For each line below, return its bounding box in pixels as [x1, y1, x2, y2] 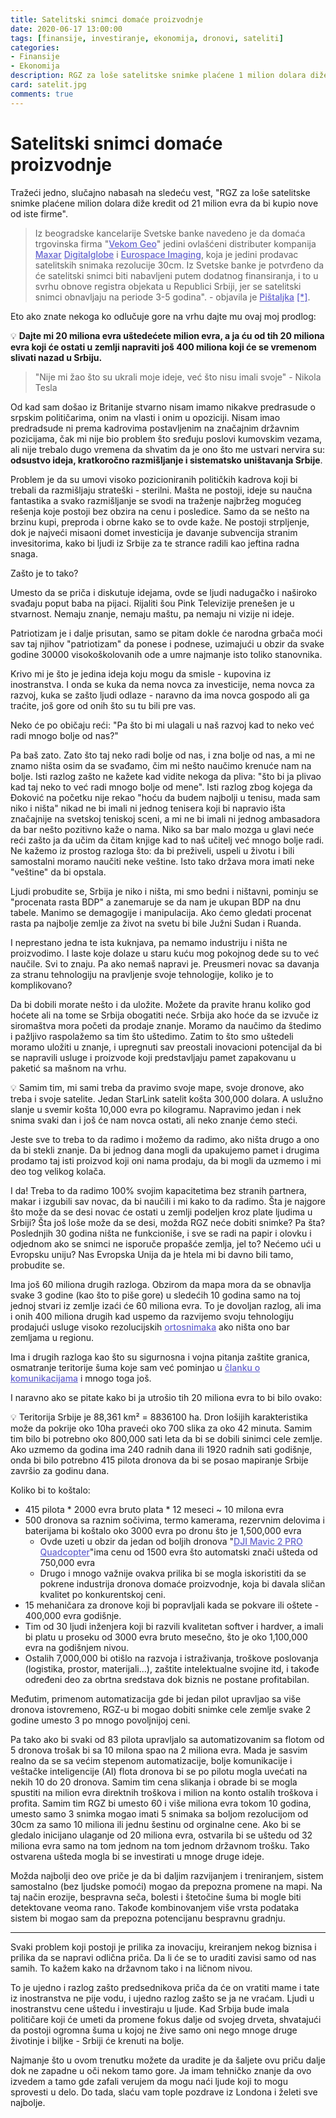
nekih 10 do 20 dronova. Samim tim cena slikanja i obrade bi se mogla [10, 1776, 298, 1788]
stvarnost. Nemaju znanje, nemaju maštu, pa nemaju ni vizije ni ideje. [10, 607, 295, 620]
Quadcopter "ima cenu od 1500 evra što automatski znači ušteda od [39, 1546, 318, 1558]
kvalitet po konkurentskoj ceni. [39, 1588, 166, 1600]
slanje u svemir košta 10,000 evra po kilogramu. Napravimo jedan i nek [10, 1103, 302, 1115]
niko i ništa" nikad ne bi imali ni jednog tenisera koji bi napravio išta [10, 802, 286, 814]
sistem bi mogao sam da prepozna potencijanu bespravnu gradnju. [10, 1912, 286, 1924]
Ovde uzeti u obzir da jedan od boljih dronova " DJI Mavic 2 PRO [39, 1535, 303, 1547]
